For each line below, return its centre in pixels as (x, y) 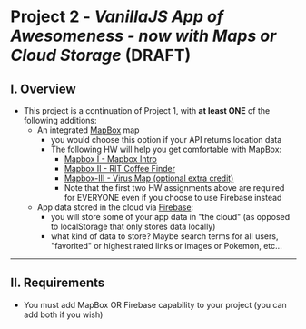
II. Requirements (58, 283)
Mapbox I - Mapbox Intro (110, 159)
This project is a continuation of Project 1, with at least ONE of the (147, 110)
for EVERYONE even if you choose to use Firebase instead (173, 198)
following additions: (60, 120)
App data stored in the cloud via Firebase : (115, 207)
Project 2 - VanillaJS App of (117, 17)
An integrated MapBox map (88, 130)
